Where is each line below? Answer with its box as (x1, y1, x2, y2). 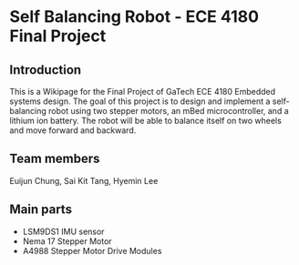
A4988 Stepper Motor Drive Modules (22, 245, 162, 256)
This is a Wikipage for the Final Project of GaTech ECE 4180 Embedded (9, 87, 276, 97)
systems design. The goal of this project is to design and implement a (9, 96, 271, 107)
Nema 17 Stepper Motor (22, 235, 112, 247)
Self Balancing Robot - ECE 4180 (9, 6, 260, 27)
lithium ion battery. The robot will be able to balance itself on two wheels (9, 116, 283, 126)
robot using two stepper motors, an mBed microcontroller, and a (48, 106, 289, 116)
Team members (9, 151, 100, 167)
